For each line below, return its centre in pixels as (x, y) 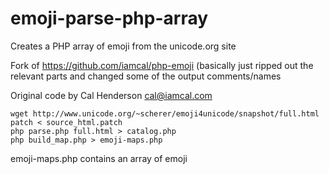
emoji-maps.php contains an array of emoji (99, 158)
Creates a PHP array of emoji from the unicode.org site (123, 46)
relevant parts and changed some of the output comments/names (146, 76)
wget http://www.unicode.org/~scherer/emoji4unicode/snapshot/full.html (165, 113)
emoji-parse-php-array (109, 18)
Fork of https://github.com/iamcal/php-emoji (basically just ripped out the (162, 65)
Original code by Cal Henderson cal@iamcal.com (111, 95)
